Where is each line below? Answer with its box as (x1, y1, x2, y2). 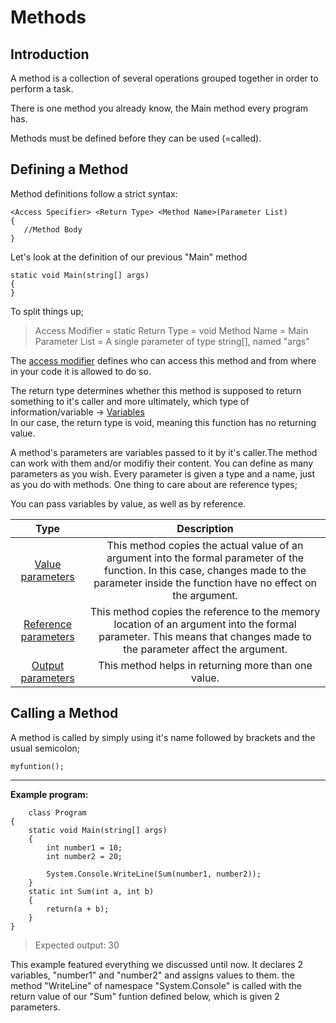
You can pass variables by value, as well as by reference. (10, 497, 247, 510)
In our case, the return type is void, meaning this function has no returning (10, 416, 317, 428)
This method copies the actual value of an (106, 538, 304, 552)
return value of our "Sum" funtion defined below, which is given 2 (10, 990, 280, 1002)
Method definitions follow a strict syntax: (10, 187, 178, 200)
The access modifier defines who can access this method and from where (10, 354, 317, 366)
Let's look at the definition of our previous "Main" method (10, 251, 248, 263)
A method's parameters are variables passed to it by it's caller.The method (10, 446, 318, 458)
